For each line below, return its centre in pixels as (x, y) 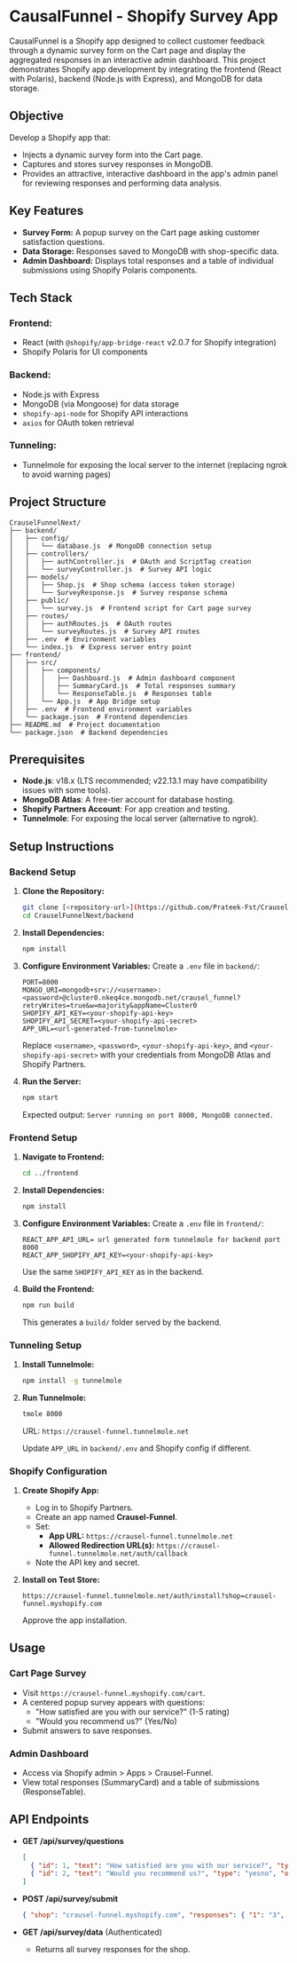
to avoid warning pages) (66, 474)
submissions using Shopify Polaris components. (109, 270)
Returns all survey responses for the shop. (113, 1950)
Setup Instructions (62, 847)
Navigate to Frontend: (63, 1157)
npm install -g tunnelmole (72, 1381)
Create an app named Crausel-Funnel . (106, 1516)
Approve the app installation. (74, 1620)
